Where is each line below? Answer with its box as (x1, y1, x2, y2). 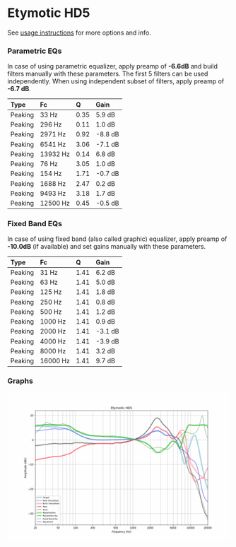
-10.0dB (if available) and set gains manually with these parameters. (7, 242, 206, 251)
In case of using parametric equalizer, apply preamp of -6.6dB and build (7, 62, 218, 71)
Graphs (7, 376, 33, 386)
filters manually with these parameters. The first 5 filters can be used (7, 69, 208, 78)
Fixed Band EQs (7, 218, 62, 228)
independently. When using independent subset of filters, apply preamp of (7, 77, 225, 86)
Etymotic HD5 (7, 5, 90, 21)
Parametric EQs (7, 46, 62, 56)
